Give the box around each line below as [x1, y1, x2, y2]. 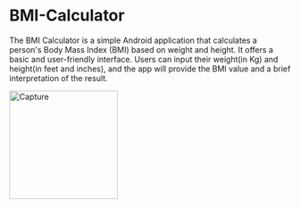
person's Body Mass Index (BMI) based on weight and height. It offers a [9, 44, 274, 54]
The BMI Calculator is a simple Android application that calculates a [9, 35, 257, 46]
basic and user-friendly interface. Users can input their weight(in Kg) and [9, 54, 279, 64]
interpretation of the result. [9, 72, 109, 83]
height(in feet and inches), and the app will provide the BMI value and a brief [9, 63, 291, 74]
